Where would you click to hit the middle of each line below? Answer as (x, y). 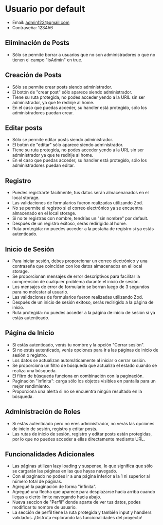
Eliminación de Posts (37, 43)
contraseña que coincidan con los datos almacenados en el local (77, 266)
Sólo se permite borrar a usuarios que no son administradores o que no (84, 54)
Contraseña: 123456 (32, 27)
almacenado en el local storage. (44, 213)
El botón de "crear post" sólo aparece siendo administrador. (72, 92)
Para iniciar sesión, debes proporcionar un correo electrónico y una (80, 261)
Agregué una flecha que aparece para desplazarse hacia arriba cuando (84, 492)
